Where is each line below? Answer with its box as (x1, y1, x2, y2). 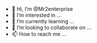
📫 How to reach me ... (11, 31, 66, 37)
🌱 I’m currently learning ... (11, 18, 75, 24)
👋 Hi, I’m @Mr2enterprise (11, 6, 73, 12)
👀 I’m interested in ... (11, 12, 62, 19)
